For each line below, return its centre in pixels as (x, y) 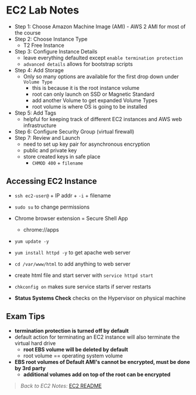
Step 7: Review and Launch (47, 138)
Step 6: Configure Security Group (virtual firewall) (74, 131)
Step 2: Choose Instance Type (51, 39)
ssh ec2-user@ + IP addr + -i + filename (63, 195)
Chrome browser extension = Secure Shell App (71, 218)
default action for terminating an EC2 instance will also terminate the (97, 337)
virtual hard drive (35, 343)
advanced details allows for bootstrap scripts (78, 64)
